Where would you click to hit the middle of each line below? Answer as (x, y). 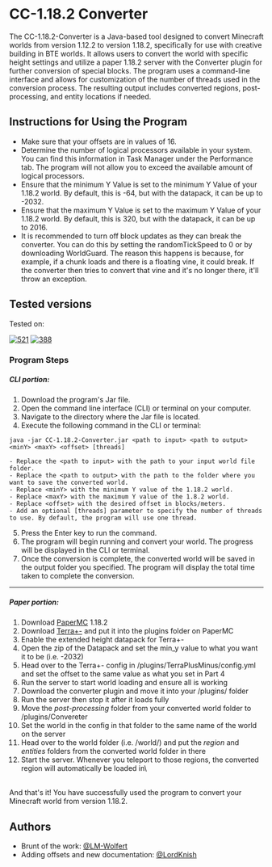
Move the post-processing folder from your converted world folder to (136, 709)
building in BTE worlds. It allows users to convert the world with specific (129, 53)
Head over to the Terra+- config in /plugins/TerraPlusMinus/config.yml (138, 665)
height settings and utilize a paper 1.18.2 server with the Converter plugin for (136, 62)
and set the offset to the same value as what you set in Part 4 (123, 674)
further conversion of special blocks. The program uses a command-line (130, 70)
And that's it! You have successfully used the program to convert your (126, 793)
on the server (43, 734)
